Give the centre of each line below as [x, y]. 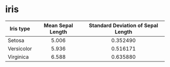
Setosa [16, 40]
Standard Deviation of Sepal [123, 25]
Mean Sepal [58, 25]
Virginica [18, 57]
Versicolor [20, 48]
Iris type [20, 28]
